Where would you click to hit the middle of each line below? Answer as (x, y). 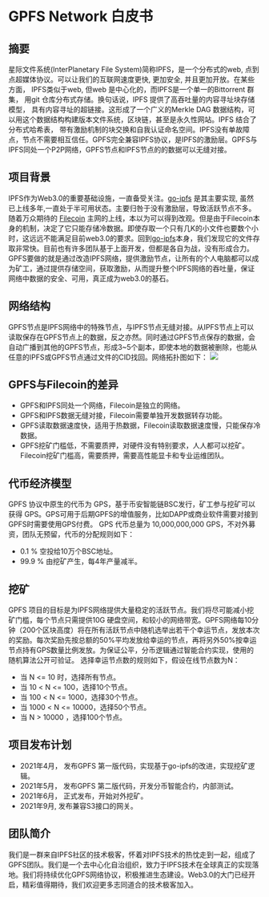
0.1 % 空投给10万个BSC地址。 (68, 551)
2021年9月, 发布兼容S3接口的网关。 (78, 806)
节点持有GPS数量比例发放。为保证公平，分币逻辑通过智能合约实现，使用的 (131, 650)
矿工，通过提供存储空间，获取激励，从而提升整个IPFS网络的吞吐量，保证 (134, 268)
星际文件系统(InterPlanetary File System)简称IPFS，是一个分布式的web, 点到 (134, 69)
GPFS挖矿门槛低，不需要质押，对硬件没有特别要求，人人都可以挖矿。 (134, 445)
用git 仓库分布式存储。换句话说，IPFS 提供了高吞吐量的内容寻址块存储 (139, 99)
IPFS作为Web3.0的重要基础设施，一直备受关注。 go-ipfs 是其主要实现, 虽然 (131, 198)
